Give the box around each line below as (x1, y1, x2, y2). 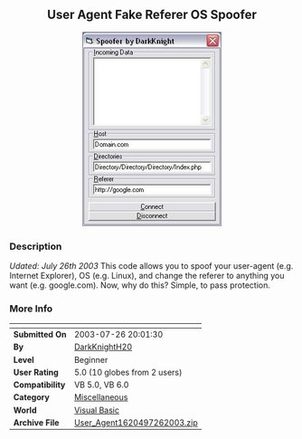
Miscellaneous (73, 392, 128, 403)
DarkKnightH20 (73, 341, 133, 352)
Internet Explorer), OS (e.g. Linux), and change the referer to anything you (9, 271, 285, 282)
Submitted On (13, 329, 67, 340)
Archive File (13, 416, 60, 428)
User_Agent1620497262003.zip (73, 416, 199, 428)
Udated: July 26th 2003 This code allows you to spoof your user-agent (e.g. (9, 261, 294, 272)
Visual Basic (73, 405, 120, 415)
